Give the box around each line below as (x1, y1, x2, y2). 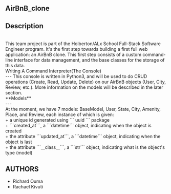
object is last (5, 139, 32, 145)
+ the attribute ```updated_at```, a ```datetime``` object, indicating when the (5, 133, 161, 140)
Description (5, 22, 44, 30)
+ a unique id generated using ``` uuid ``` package (5, 117, 110, 123)
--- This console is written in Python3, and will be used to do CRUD (5, 73, 147, 80)
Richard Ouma (12, 178, 43, 184)
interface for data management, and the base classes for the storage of (14, 57, 165, 63)
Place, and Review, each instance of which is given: (5, 111, 114, 118)
